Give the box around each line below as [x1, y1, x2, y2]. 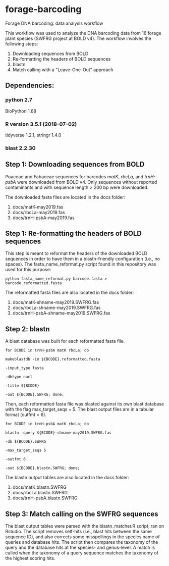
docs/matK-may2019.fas [12, 203, 64, 210]
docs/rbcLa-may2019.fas [12, 209, 65, 215]
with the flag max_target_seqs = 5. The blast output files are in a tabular [5, 406, 154, 413]
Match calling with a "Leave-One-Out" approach [12, 67, 114, 73]
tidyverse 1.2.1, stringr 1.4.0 [5, 132, 62, 138]
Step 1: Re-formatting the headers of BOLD [5, 229, 142, 238]
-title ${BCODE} [5, 383, 39, 388]
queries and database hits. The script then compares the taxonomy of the [5, 539, 158, 545]
